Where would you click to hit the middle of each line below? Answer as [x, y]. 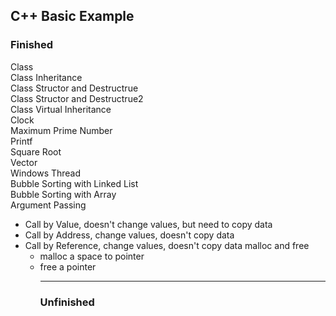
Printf [21, 141]
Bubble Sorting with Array [63, 194]
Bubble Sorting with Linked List [74, 183]
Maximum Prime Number [61, 130]
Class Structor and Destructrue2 [77, 98]
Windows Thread [46, 173]
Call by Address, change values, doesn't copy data [129, 235]
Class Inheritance [46, 77]
